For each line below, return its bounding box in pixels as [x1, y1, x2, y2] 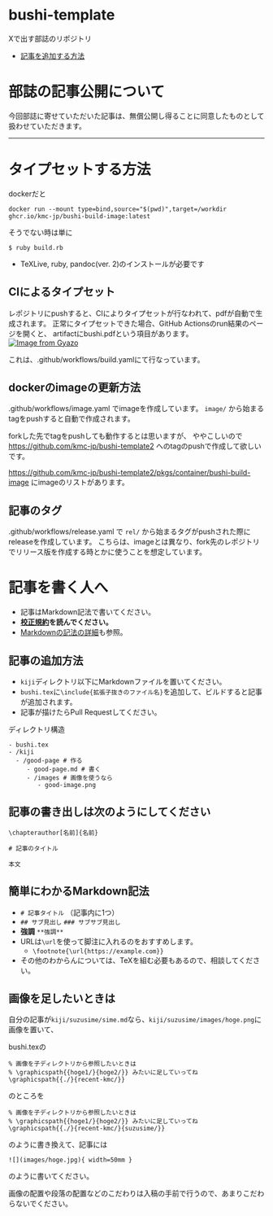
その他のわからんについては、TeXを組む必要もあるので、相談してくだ [19, 955, 253, 965]
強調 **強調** [19, 926, 64, 936]
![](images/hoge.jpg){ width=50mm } [8, 1156, 132, 1165]
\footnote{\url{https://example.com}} [32, 947, 164, 956]
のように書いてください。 [8, 1171, 94, 1181]
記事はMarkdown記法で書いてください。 [19, 607, 156, 617]
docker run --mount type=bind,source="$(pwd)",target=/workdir [8, 205, 227, 213]
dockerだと [8, 189, 46, 199]
